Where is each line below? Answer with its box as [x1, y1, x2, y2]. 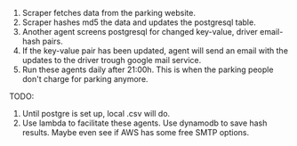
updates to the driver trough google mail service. [21, 55, 202, 65]
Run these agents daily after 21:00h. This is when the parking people [21, 64, 274, 75]
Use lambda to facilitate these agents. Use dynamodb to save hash [21, 118, 268, 128]
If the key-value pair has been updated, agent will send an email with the [21, 45, 289, 56]
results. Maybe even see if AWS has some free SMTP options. [21, 127, 250, 137]
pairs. [42, 36, 64, 46]
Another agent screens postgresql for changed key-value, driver [21, 27, 258, 36]
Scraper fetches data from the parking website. [21, 8, 196, 18]
